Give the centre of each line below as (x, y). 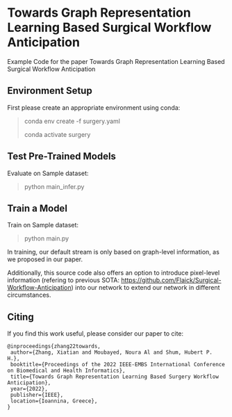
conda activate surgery (57, 134)
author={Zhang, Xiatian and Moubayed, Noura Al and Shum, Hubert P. (111, 352)
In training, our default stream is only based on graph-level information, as (114, 252)
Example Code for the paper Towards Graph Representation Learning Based (116, 61)
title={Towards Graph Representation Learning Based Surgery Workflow (114, 377)
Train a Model (38, 208)
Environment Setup (50, 91)
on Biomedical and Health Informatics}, (67, 371)
